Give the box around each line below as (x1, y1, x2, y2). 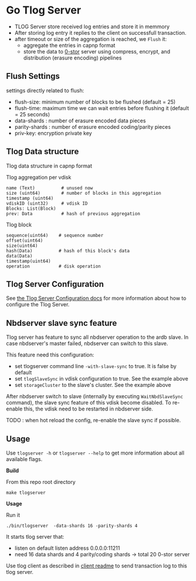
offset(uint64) (6, 238, 43, 243)
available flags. (6, 456, 43, 462)
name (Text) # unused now (6, 185, 93, 191)
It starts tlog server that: (6, 533, 65, 540)
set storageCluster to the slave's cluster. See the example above (14, 382, 171, 389)
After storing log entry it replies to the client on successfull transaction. (14, 29, 187, 36)
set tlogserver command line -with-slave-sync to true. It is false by (14, 363, 177, 370)
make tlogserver (6, 490, 46, 496)
